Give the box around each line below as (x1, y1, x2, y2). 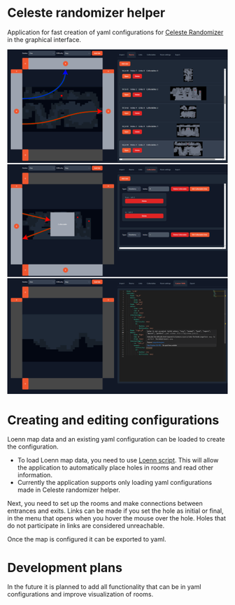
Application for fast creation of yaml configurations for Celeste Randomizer (7, 28, 224, 36)
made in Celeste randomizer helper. (17, 486, 120, 494)
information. (17, 471, 52, 479)
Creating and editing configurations (7, 412, 220, 428)
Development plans (7, 560, 122, 576)
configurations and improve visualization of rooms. (7, 590, 154, 599)
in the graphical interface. (7, 35, 82, 43)
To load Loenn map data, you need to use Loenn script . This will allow (17, 456, 219, 465)
